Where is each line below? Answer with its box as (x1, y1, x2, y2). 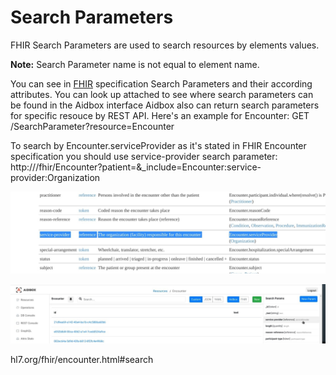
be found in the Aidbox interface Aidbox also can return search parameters (10, 99, 320, 111)
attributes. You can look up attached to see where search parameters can (10, 88, 314, 100)
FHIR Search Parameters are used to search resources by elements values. (10, 39, 320, 51)
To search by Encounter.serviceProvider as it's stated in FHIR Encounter (10, 139, 307, 151)
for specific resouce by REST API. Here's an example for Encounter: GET (10, 109, 310, 121)
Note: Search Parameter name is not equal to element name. (10, 58, 260, 70)
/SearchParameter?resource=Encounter (10, 120, 175, 132)
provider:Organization (10, 171, 101, 183)
